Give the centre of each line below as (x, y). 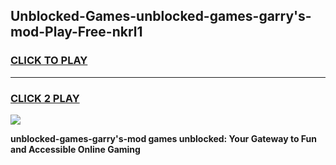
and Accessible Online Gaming (75, 149)
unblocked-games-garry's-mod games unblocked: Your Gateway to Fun (163, 138)
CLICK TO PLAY (49, 61)
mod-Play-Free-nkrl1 (76, 32)
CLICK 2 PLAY (45, 98)
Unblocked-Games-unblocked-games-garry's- (161, 16)
